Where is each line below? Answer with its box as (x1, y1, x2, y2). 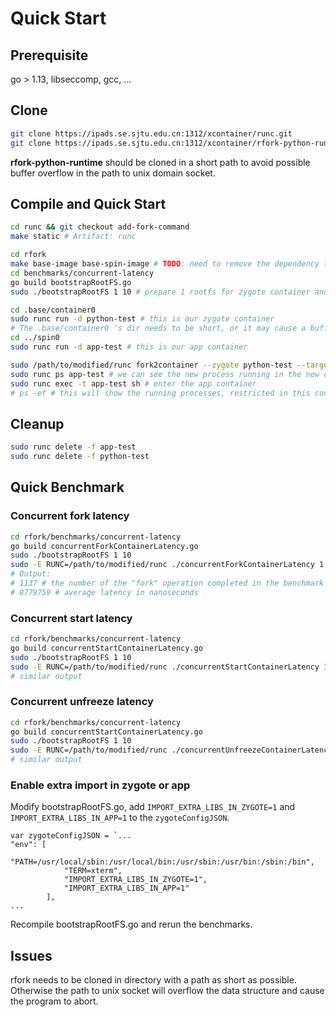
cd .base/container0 (10, 305, 97, 315)
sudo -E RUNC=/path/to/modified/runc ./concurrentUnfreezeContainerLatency (10, 745, 333, 756)
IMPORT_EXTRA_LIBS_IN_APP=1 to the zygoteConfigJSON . (10, 812, 230, 824)
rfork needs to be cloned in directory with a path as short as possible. (10, 974, 297, 986)
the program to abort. (10, 995, 99, 1007)
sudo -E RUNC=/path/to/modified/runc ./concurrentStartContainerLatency (10, 662, 320, 672)
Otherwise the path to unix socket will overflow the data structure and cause (10, 985, 325, 997)
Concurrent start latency (10, 611, 133, 625)
